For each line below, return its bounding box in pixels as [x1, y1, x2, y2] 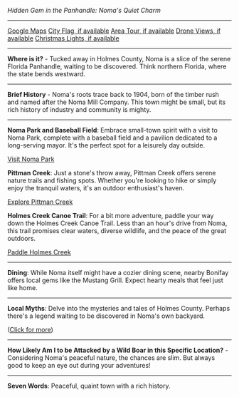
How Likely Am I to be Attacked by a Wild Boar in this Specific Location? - [7, 346, 229, 354]
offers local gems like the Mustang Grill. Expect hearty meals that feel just [7, 276, 224, 284]
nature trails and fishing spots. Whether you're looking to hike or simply [7, 176, 217, 185]
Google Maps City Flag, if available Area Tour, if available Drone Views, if [7, 26, 221, 35]
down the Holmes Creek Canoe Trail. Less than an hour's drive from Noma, [7, 219, 228, 227]
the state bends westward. [7, 70, 85, 78]
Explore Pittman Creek [7, 197, 73, 206]
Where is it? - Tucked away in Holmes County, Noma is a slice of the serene [7, 55, 231, 63]
